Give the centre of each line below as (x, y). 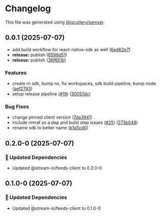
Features (16, 73)
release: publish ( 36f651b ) (39, 60)
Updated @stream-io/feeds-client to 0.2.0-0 (57, 168)
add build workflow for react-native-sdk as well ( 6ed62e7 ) (71, 49)
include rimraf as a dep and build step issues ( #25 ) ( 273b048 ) (75, 123)
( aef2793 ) (22, 89)
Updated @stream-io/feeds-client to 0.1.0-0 (56, 208)
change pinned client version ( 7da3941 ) (52, 117)
